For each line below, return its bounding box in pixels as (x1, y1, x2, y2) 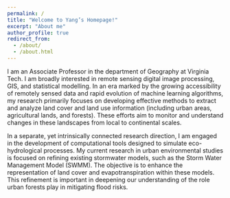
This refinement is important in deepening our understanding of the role (7, 175, 211, 184)
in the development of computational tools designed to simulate (7, 139, 187, 147)
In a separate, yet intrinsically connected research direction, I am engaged (7, 131, 218, 140)
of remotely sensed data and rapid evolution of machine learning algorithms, (7, 89, 224, 97)
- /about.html (13, 49, 54, 56)
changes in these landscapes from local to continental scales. (7, 118, 182, 126)
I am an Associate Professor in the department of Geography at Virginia (7, 67, 209, 76)
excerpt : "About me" (7, 23, 67, 30)
